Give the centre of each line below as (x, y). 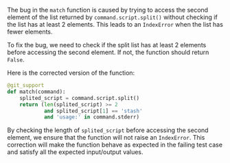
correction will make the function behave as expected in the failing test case (115, 145)
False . (16, 60)
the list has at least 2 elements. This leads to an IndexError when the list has (115, 24)
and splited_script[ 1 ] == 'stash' (93, 111)
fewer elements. (30, 32)
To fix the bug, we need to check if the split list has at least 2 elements (107, 45)
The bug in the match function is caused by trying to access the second (107, 10)
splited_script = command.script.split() (79, 98)
